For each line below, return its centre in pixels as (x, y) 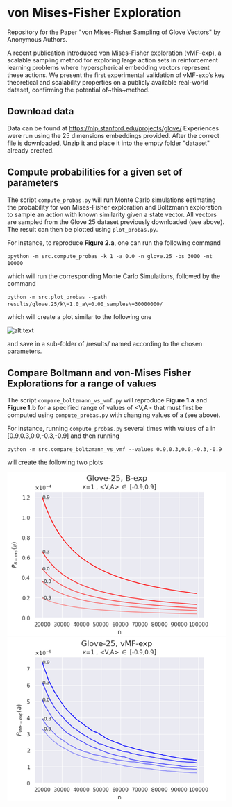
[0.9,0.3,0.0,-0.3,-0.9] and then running (64, 436)
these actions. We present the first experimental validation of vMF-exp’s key (116, 75)
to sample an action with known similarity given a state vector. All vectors (112, 214)
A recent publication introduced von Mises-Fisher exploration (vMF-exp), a (114, 53)
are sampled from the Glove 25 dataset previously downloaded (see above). (116, 222)
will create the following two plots (55, 462)
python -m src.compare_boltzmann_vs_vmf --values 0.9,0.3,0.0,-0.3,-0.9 (115, 450)
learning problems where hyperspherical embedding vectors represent (108, 67)
